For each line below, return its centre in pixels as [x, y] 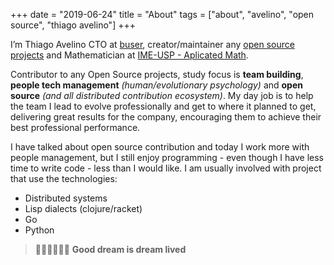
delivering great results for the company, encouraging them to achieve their [166, 117]
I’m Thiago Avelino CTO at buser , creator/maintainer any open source [152, 44]
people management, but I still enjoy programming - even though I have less [167, 157]
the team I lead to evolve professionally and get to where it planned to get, [163, 106]
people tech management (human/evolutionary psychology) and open [156, 85]
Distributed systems [66, 198]
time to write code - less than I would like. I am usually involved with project [166, 168]
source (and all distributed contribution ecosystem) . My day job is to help [162, 95]
